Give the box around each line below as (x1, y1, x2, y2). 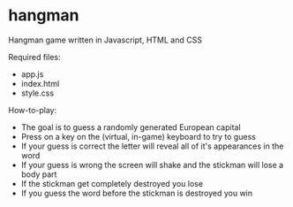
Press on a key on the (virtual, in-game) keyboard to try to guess (20, 131, 257, 142)
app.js (20, 68, 44, 80)
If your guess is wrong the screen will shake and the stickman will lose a (20, 159, 284, 170)
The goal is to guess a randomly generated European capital (20, 121, 241, 133)
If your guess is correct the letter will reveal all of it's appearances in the (20, 141, 284, 151)
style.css (20, 88, 55, 98)
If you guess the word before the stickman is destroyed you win (20, 188, 253, 198)
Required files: (8, 51, 61, 62)
